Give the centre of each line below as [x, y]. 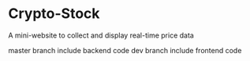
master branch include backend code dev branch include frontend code [125, 50]
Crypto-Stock [54, 14]
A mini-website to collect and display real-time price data [101, 35]
